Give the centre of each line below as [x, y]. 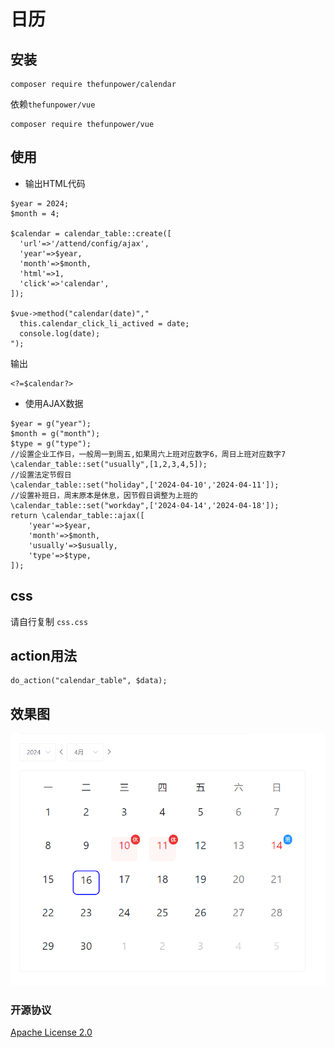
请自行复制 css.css [49, 621]
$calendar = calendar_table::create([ [91, 233]
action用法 [43, 656]
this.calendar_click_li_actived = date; [104, 323]
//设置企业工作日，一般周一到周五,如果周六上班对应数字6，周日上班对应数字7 [148, 454]
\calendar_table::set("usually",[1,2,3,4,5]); [109, 464]
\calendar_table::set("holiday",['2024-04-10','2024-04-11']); [145, 485]
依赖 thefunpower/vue [53, 104]
